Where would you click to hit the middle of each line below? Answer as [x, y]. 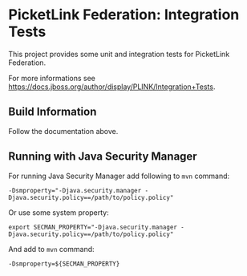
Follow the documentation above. [63, 131]
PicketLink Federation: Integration [124, 15]
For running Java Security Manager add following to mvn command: [119, 176]
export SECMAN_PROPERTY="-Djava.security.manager [93, 227]
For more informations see [52, 78]
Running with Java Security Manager [103, 157]
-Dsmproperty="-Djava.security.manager [75, 190]
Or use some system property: [59, 212]
